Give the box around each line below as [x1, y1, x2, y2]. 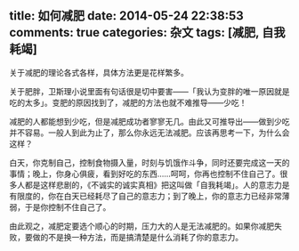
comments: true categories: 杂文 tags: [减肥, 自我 [9, 25, 286, 40]
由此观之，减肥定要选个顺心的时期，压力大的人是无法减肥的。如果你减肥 [9, 221, 274, 231]
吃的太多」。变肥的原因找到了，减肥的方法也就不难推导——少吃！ [9, 97, 247, 108]
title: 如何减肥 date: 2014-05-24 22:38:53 [9, 8, 245, 24]
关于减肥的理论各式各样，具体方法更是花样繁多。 [9, 67, 189, 77]
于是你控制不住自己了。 [24, 201, 111, 212]
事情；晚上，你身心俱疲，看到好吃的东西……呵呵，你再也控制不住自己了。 [9, 168, 280, 179]
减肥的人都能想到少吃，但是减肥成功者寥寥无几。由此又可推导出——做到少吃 [9, 116, 290, 126]
